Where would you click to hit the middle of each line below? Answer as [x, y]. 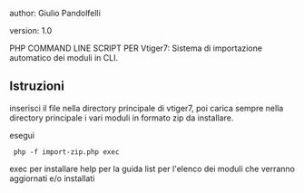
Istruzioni [37, 87]
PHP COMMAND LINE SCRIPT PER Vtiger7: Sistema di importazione [136, 48]
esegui [22, 135]
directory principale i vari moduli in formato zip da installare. [122, 118]
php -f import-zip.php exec [66, 152]
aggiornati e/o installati [52, 178]
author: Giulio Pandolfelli [55, 13]
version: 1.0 [31, 30]
